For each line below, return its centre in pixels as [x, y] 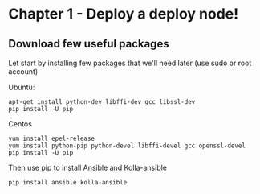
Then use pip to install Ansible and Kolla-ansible [87, 167]
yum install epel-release [51, 138]
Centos [20, 124]
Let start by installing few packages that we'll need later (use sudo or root [130, 63]
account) [23, 72]
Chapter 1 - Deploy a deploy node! [124, 14]
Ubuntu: [22, 87]
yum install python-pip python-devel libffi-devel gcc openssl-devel [127, 146]
